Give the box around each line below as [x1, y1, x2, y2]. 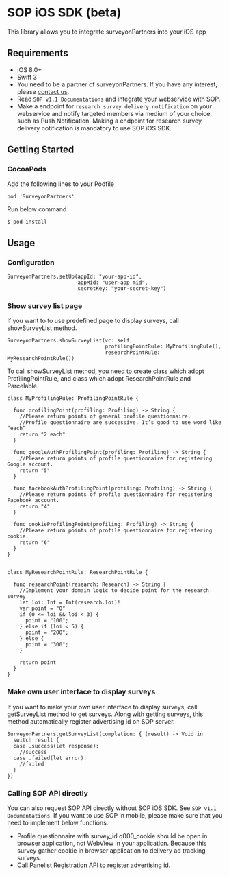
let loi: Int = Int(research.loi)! [19, 599, 121, 606]
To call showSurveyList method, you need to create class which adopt [7, 367, 204, 375]
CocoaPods [7, 165, 46, 174]
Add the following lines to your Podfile [7, 180, 115, 188]
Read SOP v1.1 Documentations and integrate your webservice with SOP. [16, 95, 221, 103]
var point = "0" [19, 605, 66, 612]
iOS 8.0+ [16, 65, 42, 73]
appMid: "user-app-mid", [77, 279, 148, 286]
